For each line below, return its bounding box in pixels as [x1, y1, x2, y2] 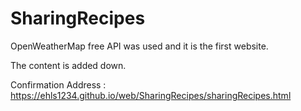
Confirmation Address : [10, 78, 107, 91]
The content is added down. [10, 59, 127, 71]
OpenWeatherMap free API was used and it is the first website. [10, 40, 269, 52]
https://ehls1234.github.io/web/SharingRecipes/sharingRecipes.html [10, 89, 292, 101]
